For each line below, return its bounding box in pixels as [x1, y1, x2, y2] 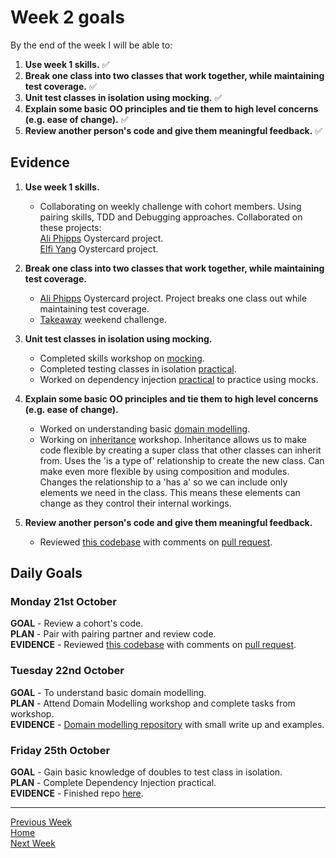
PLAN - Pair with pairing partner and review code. [10, 628, 217, 640]
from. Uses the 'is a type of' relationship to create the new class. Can [39, 454, 325, 466]
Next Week [10, 837, 56, 850]
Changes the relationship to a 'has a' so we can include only [39, 476, 288, 488]
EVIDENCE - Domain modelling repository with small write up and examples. [10, 718, 325, 730]
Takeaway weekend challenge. [39, 313, 167, 325]
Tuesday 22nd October [10, 664, 125, 678]
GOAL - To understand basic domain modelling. [10, 686, 207, 698]
